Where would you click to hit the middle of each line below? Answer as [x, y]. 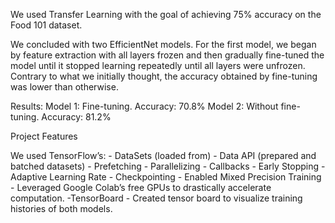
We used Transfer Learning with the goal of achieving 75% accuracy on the [166, 14]
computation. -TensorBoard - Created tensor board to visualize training [156, 198]
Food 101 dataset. [46, 25]
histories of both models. [61, 208]
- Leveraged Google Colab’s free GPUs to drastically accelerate [141, 187]
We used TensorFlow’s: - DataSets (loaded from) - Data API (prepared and [163, 155]
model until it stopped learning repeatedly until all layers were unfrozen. [158, 65]
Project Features [44, 136]
